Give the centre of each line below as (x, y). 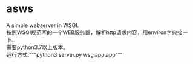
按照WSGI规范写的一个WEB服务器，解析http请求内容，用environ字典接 (94, 32)
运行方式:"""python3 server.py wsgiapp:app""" (64, 54)
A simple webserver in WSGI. (43, 25)
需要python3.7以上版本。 (37, 47)
